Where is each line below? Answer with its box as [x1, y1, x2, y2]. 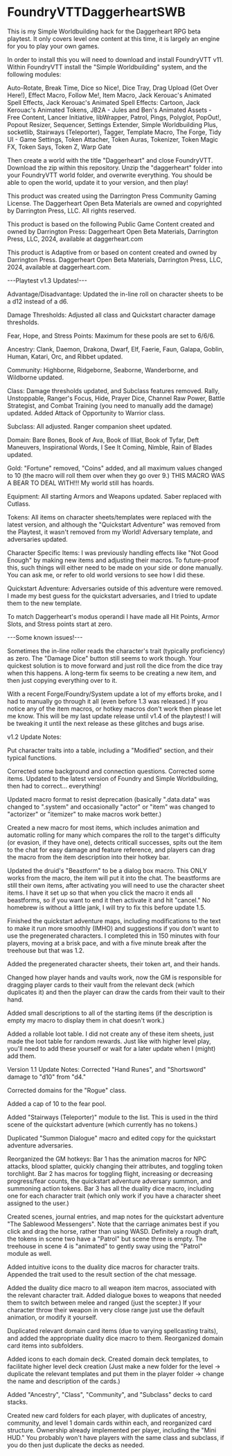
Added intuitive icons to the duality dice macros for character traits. [7, 1262, 199, 1271]
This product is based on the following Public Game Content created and [7, 220, 215, 228]
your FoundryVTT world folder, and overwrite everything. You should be [7, 171, 213, 179]
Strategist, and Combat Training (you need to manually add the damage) [7, 401, 213, 410]
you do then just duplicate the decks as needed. [7, 1441, 145, 1449]
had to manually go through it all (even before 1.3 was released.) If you [7, 697, 208, 705]
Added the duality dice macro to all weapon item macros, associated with [7, 1283, 217, 1292]
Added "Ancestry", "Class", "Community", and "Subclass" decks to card [7, 1390, 213, 1398]
